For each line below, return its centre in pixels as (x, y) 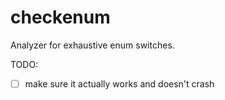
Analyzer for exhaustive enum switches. (92, 45)
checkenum (60, 17)
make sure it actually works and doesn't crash (119, 83)
